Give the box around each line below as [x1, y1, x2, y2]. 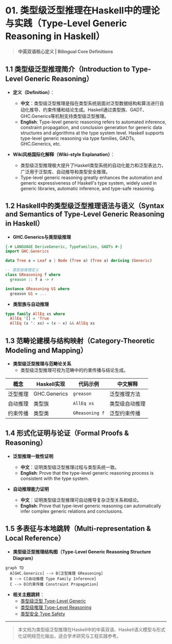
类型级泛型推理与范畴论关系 [12, 361, 72, 367]
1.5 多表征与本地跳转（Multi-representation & [5, 524, 151, 533]
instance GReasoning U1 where [5, 286, 70, 291]
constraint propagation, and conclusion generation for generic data [20, 124, 162, 130]
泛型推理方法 [109, 390, 141, 398]
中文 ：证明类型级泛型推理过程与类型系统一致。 [20, 464, 119, 470]
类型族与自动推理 [12, 301, 49, 307]
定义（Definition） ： [12, 89, 55, 95]
